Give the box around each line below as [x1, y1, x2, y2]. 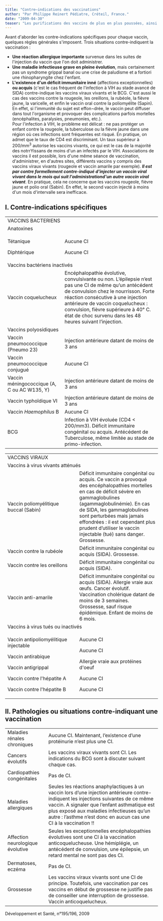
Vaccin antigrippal [7, 664, 49, 671]
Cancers [7, 752, 27, 759]
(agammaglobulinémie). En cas [79, 500, 150, 507]
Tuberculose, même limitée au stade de [65, 434, 154, 441]
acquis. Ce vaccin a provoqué [79, 476, 147, 483]
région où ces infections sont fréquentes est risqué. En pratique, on [12, 132, 147, 137]
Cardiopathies [7, 769, 40, 776]
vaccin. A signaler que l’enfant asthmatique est [48, 801, 155, 808]
